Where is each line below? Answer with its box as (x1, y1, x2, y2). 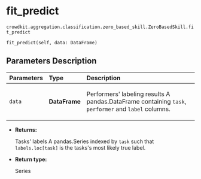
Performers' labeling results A (86, 90, 170, 98)
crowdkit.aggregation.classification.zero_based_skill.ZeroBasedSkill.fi (6, 24, 194, 30)
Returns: (14, 126, 38, 133)
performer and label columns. (86, 105, 170, 113)
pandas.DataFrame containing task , (86, 97, 187, 105)
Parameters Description (6, 56, 97, 66)
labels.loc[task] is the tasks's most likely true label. (14, 144, 146, 151)
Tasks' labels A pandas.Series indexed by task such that (14, 138, 154, 145)
